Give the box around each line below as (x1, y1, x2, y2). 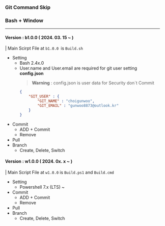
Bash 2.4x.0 (19, 60, 44, 66)
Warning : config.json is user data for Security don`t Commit (31, 80, 155, 86)
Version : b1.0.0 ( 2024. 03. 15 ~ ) (5, 34, 74, 40)
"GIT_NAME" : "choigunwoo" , (37, 99, 95, 104)
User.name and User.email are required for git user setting (19, 65, 137, 71)
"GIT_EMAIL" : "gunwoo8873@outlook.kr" (37, 103, 119, 108)
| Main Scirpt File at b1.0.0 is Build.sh (5, 46, 83, 51)
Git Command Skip (5, 4, 51, 11)
